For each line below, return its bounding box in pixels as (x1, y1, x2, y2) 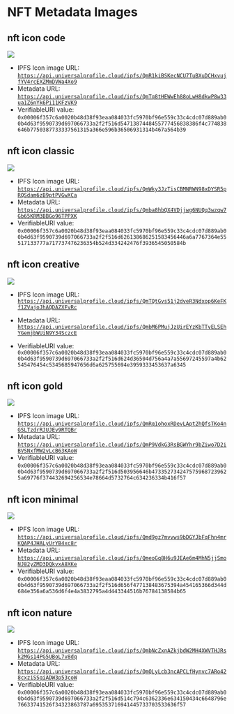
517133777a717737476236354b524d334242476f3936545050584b (17, 239, 187, 246)
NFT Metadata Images (7, 4, 138, 20)
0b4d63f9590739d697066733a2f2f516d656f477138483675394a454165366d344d (17, 582, 227, 589)
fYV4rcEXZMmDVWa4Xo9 (17, 78, 77, 85)
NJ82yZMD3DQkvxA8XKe (17, 561, 77, 568)
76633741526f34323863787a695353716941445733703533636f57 (17, 701, 187, 708)
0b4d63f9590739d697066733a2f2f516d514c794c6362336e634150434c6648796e (17, 695, 227, 702)
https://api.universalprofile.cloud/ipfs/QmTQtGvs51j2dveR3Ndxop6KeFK (17, 297, 227, 304)
